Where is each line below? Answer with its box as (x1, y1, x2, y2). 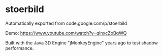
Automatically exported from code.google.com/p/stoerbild (5, 20, 127, 26)
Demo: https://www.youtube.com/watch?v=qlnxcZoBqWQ (5, 30, 127, 36)
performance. (5, 45, 34, 51)
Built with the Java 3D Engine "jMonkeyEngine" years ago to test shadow (5, 39, 158, 46)
